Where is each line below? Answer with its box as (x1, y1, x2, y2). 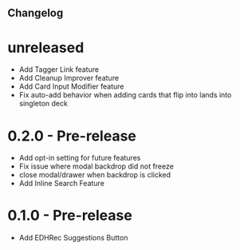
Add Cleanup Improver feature (18, 73, 120, 83)
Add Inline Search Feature (18, 179, 105, 188)
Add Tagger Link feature (18, 65, 100, 74)
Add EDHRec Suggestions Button (18, 233, 128, 243)
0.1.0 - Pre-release (7, 207, 132, 224)
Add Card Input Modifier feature (18, 81, 124, 91)
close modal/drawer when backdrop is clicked (18, 170, 171, 180)
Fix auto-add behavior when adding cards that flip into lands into (18, 90, 232, 100)
